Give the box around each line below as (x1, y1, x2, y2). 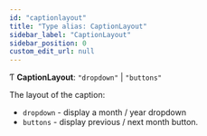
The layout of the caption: (9, 90, 106, 101)
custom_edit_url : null (9, 47, 95, 56)
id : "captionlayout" (9, 13, 88, 23)
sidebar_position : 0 (9, 38, 88, 48)
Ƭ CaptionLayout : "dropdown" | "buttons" (9, 72, 163, 83)
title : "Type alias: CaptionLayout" (9, 22, 147, 31)
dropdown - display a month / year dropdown (22, 107, 187, 118)
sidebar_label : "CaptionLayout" (9, 30, 131, 39)
